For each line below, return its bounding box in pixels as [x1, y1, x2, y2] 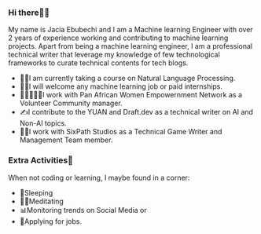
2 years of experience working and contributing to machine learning [8, 33, 229, 42]
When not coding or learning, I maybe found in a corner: [8, 173, 190, 182]
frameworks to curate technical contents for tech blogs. [8, 58, 189, 68]
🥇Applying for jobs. [19, 216, 83, 226]
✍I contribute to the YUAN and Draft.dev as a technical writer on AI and [19, 108, 254, 117]
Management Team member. [19, 135, 113, 144]
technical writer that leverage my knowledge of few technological [8, 50, 220, 60]
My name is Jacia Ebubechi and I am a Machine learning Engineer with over [8, 25, 253, 35]
